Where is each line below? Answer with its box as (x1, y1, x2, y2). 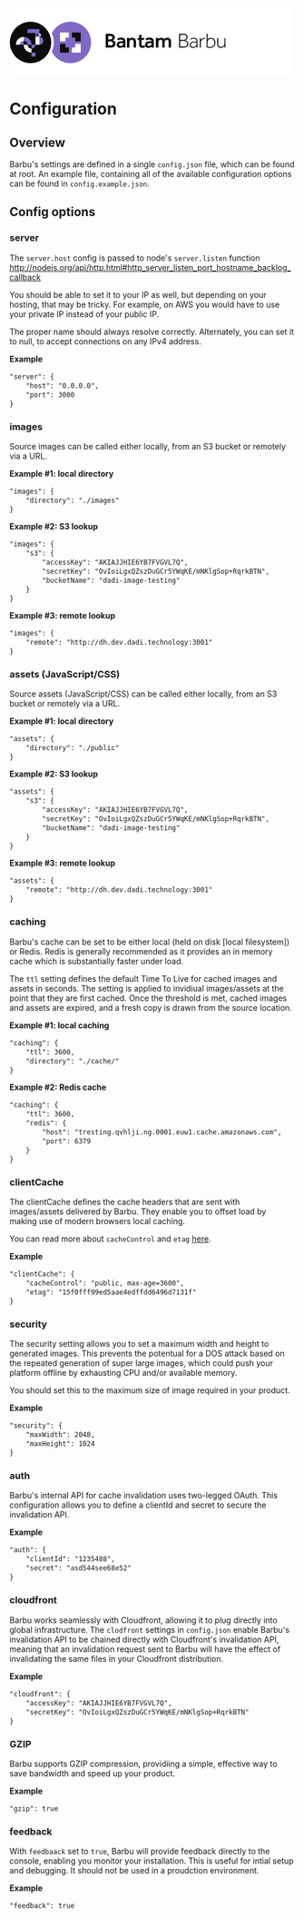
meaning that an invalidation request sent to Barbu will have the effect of (9, 1643, 281, 1655)
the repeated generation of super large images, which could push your (9, 1358, 274, 1369)
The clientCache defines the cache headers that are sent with (9, 1196, 240, 1207)
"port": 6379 (42, 1136, 92, 1146)
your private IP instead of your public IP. (9, 308, 160, 320)
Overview (9, 134, 66, 150)
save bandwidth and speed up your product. (9, 1768, 175, 1779)
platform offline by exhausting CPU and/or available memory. (9, 1368, 238, 1379)
